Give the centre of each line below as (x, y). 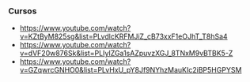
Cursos (23, 11)
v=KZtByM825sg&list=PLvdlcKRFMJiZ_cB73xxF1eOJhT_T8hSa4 (123, 36)
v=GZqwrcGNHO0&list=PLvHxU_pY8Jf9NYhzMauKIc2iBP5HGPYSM (131, 70)
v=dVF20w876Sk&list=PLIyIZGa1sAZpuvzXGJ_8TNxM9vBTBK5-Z (126, 54)
